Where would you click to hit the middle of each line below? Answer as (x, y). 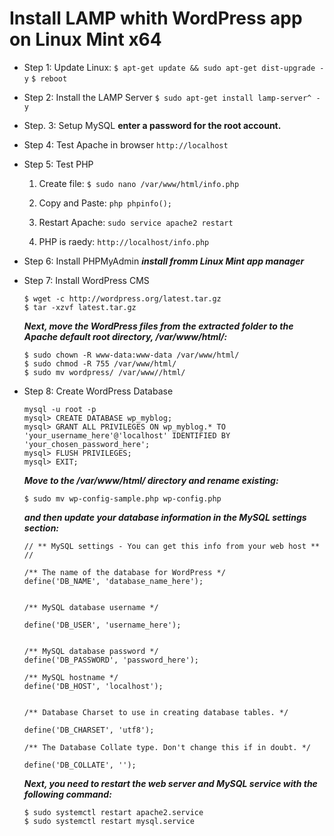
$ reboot (49, 78)
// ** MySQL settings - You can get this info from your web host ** (172, 546)
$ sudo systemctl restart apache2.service (113, 812)
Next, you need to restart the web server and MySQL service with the (170, 783)
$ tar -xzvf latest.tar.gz (80, 307)
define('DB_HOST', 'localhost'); (93, 686)
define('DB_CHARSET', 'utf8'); (89, 730)
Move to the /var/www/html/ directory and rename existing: (151, 480)
